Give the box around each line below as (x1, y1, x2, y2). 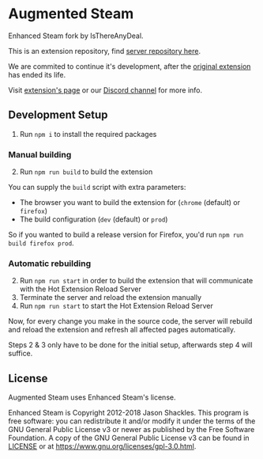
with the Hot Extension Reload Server (19, 284, 142, 294)
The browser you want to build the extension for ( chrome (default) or (19, 198, 241, 207)
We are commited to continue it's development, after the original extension (8, 61, 251, 71)
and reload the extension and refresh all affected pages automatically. (8, 325, 235, 335)
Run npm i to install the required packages (19, 129, 157, 138)
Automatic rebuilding (8, 258, 92, 269)
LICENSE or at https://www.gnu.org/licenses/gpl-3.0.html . (8, 442, 197, 451)
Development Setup (8, 108, 108, 122)
